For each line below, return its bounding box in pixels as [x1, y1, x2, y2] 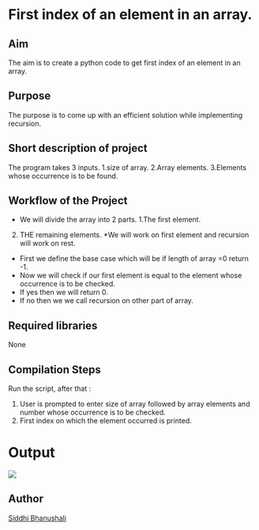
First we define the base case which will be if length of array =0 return [19, 254, 249, 263]
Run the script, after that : [8, 384, 92, 393]
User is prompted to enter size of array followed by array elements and [19, 399, 250, 409]
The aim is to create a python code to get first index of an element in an [8, 58, 241, 67]
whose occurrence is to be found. [8, 171, 118, 180]
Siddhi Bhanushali [8, 513, 67, 523]
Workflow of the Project [8, 194, 128, 207]
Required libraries [8, 319, 98, 332]
